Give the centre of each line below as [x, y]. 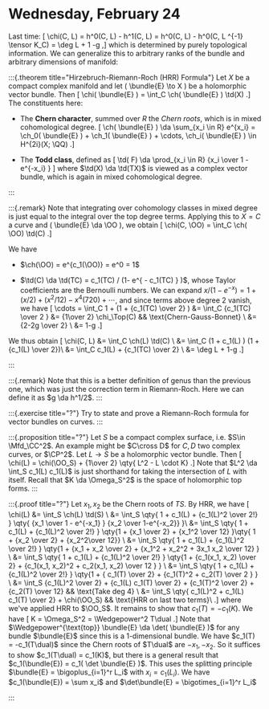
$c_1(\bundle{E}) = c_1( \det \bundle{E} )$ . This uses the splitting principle [130, 663]
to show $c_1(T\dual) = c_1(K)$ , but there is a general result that [114, 654]
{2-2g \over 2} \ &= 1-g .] [61, 325]
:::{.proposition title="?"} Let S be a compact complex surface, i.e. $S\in [127, 438]
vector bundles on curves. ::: [55, 422]
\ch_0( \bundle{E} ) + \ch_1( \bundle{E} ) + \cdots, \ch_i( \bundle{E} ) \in [138, 135]
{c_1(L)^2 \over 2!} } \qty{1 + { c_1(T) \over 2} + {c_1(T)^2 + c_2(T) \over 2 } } [133, 574]
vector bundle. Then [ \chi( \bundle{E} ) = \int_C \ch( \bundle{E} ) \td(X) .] [130, 94]
